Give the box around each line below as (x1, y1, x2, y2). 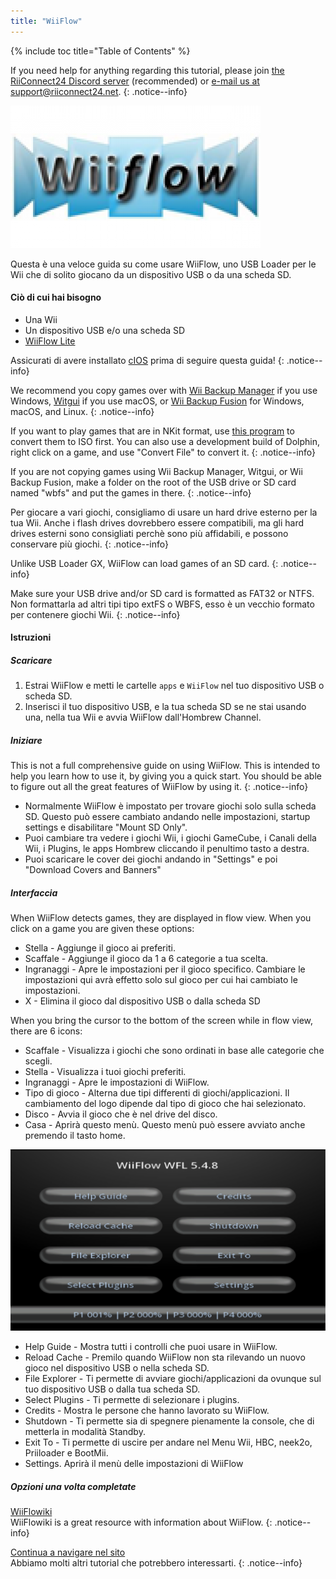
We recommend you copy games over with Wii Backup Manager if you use (10, 384, 318, 396)
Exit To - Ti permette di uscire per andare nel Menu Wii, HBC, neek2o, (24, 1436, 313, 1449)
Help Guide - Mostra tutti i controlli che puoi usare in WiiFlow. (24, 1341, 278, 1353)
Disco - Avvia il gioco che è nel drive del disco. (24, 1108, 218, 1120)
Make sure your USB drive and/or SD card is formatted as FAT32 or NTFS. (10, 587, 315, 599)
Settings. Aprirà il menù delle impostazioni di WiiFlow (24, 1458, 244, 1470)
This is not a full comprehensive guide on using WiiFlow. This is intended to (10, 760, 321, 772)
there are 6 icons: (10, 1025, 83, 1037)
